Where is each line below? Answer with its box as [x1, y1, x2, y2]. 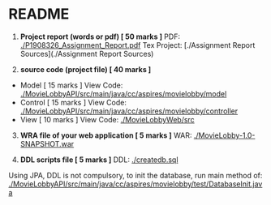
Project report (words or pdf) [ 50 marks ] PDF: [19, 32, 181, 41]
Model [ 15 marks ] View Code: [19, 80, 123, 90]
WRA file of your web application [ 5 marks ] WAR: [19, 130, 192, 140]
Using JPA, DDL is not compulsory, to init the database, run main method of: [8, 170, 263, 180]
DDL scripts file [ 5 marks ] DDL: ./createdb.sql [19, 155, 179, 164]
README [8, 5, 70, 23]
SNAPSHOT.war [19, 139, 75, 148]
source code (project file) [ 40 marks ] [19, 64, 152, 74]
